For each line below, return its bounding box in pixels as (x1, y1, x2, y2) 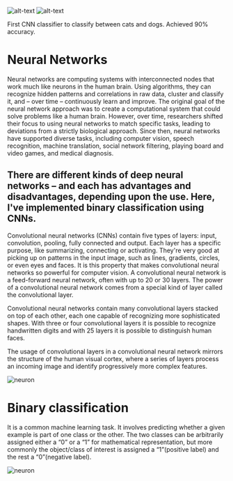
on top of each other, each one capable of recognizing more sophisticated (7, 311, 220, 320)
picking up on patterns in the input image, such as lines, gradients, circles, (7, 253, 220, 261)
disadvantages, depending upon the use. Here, (7, 191, 216, 203)
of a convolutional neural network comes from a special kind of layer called (7, 283, 223, 291)
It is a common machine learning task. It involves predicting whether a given (7, 422, 225, 432)
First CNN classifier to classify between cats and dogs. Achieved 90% (7, 20, 209, 28)
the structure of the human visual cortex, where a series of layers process (7, 354, 219, 362)
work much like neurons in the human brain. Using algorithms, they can (7, 82, 211, 91)
